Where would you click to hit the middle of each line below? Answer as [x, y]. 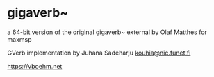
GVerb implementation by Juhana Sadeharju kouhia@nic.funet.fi [99, 53]
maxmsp [19, 39]
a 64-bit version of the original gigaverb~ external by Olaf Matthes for [107, 32]
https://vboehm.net [35, 66]
